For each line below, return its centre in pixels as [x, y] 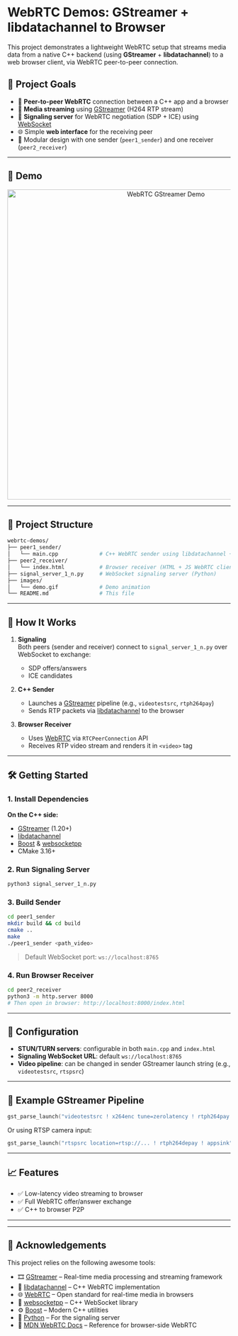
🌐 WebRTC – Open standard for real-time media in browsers [106, 1294]
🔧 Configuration [43, 1032]
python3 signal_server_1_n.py [52, 884]
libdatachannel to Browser [86, 27]
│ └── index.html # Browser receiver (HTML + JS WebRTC [110, 567]
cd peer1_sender [31, 917]
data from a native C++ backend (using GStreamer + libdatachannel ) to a [115, 55]
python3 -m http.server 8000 [50, 997]
